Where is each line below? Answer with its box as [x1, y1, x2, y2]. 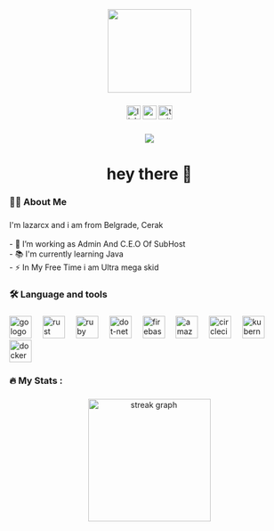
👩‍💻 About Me [9, 195, 67, 208]
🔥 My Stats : [9, 374, 63, 387]
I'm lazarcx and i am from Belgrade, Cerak [9, 219, 164, 230]
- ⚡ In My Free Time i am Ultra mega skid [9, 262, 159, 273]
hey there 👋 [106, 164, 193, 184]
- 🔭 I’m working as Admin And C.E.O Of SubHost [9, 238, 186, 249]
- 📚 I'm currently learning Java [9, 249, 125, 259]
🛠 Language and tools [9, 288, 109, 300]
